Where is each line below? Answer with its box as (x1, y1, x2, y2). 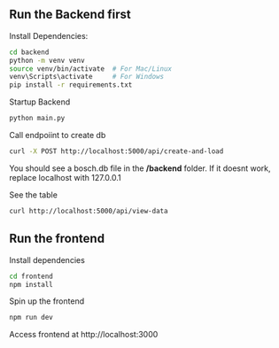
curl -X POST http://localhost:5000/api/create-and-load (9, 147, 224, 156)
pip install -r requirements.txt (9, 81, 133, 89)
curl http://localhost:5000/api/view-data (9, 206, 168, 215)
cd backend (9, 48, 50, 57)
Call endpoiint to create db (9, 130, 106, 141)
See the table (9, 189, 58, 200)
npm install (9, 280, 53, 289)
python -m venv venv (9, 56, 86, 65)
